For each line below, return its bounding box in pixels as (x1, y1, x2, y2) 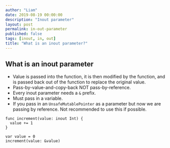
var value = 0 (5, 134, 36, 139)
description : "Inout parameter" (5, 17, 74, 22)
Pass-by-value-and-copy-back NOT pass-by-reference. (12, 84, 131, 90)
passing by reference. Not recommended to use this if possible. (12, 106, 147, 112)
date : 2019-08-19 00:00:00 (5, 12, 63, 17)
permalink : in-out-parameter (5, 27, 67, 32)
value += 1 (10, 120, 33, 125)
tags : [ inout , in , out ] (5, 36, 56, 41)
